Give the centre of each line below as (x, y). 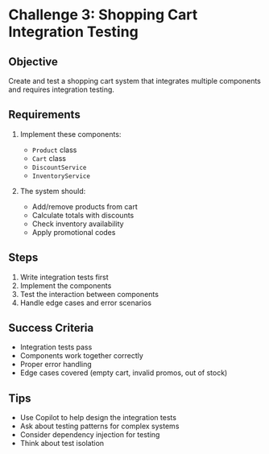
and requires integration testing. (62, 89)
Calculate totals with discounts (83, 215)
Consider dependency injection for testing (90, 435)
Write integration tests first (64, 277)
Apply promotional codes (74, 232)
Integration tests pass (56, 347)
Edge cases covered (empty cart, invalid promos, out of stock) (124, 373)
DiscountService (59, 167)
